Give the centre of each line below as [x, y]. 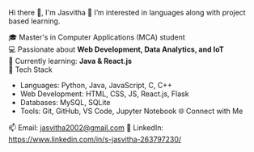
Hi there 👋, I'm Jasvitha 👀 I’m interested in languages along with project [127, 13]
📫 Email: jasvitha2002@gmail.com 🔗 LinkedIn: [86, 128]
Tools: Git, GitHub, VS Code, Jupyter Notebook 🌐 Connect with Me [131, 111]
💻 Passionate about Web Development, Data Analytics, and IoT [116, 49]
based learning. [34, 21]
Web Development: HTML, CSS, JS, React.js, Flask [104, 94]
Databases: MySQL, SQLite [65, 102]
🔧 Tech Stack [30, 70]
